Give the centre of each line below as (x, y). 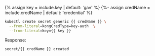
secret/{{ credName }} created (37, 49)
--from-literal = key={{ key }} (40, 31)
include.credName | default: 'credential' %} (49, 13)
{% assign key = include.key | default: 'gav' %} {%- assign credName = (77, 8)
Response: (16, 40)
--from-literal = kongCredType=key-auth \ (52, 26)
